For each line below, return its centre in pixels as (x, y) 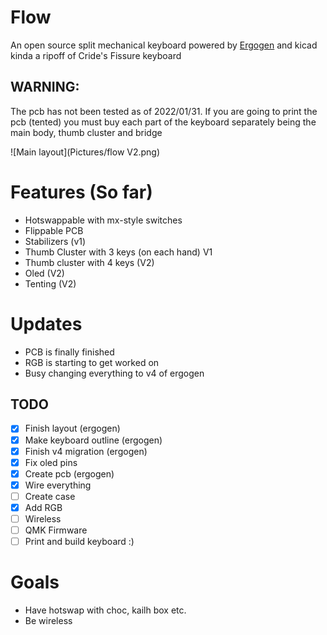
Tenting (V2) (50, 283)
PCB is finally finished (69, 352)
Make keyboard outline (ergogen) (93, 440)
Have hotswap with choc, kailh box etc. (105, 610)
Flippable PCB (54, 230)
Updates (46, 323)
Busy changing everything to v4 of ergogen (114, 373)
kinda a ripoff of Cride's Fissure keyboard (96, 55)
